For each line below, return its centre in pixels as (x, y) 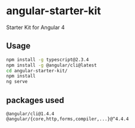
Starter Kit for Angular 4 (36, 27)
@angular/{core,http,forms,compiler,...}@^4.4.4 (67, 119)
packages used (35, 100)
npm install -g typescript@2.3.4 (48, 60)
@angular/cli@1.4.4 (30, 114)
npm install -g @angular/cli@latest (51, 65)
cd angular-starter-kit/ (37, 71)
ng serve (17, 82)
